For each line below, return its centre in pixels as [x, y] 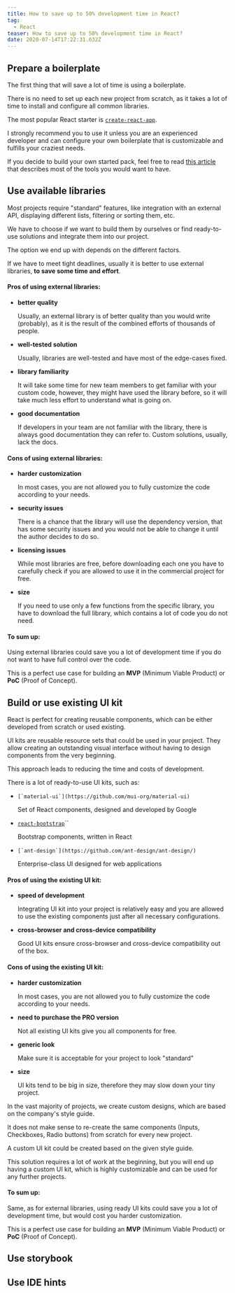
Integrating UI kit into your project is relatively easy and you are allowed [120, 909]
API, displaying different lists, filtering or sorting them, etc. [91, 215]
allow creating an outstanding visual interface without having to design [109, 748]
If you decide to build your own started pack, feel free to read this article [112, 161]
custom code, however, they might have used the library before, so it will [122, 392]
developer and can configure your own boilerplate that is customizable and [115, 140]
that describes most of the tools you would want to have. [89, 169]
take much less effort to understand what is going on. [94, 400]
